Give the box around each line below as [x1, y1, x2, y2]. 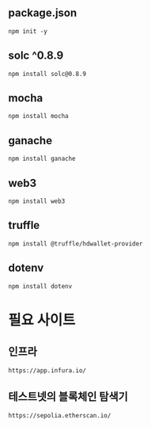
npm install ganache [8, 154, 77, 163]
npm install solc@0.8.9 [8, 70, 87, 78]
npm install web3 [8, 197, 66, 205]
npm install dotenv [8, 282, 73, 290]
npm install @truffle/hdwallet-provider [8, 239, 144, 248]
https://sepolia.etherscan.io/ [8, 411, 111, 419]
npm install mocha [8, 112, 69, 120]
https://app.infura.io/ [8, 366, 87, 375]
